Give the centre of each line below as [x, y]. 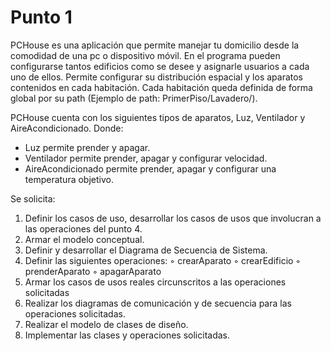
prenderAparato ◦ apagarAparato [93, 271]
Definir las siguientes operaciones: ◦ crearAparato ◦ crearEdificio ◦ [163, 260]
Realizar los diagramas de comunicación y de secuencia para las [158, 303]
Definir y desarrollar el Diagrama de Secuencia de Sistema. [146, 250]
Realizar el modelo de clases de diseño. [106, 324]
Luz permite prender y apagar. [87, 147]
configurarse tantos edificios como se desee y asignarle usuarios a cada [160, 66]
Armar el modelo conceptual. [84, 239]
